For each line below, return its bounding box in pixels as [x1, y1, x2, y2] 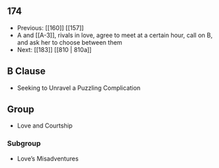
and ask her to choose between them [16, 38, 123, 47]
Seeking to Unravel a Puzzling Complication [16, 84, 141, 92]
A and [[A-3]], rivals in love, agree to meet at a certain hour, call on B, [16, 31, 213, 39]
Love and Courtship [16, 121, 73, 130]
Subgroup [7, 139, 41, 148]
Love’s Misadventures [16, 154, 79, 163]
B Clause [7, 65, 46, 77]
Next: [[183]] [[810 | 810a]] [16, 45, 92, 53]
